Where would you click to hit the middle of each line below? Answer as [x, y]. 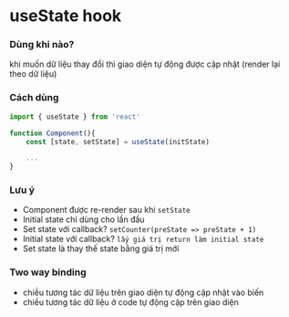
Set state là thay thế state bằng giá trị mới [101, 248]
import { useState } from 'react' [75, 116]
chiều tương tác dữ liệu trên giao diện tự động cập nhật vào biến [143, 292]
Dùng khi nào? [42, 45]
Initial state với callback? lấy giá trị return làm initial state [143, 239]
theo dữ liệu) [33, 74]
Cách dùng [34, 98]
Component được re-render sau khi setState [107, 210]
